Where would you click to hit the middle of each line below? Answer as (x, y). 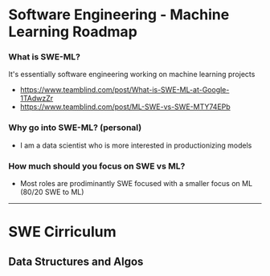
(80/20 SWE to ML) (52, 192)
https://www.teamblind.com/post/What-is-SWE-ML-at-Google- (125, 90)
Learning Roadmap (73, 32)
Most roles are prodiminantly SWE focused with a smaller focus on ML (136, 184)
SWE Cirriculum (62, 232)
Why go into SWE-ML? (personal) (75, 128)
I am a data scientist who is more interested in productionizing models (136, 145)
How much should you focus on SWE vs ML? (97, 166)
